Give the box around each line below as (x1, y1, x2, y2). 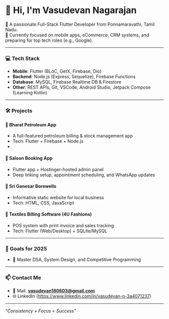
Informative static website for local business (12, 194, 104, 201)
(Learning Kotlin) (12, 90, 47, 96)
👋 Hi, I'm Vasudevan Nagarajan (5, 5, 137, 16)
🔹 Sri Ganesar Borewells (5, 183, 57, 189)
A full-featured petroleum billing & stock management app (12, 133, 133, 139)
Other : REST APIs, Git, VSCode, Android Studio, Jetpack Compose (12, 84, 151, 90)
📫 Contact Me (5, 274, 41, 281)
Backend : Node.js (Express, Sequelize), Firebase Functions (12, 74, 136, 80)
